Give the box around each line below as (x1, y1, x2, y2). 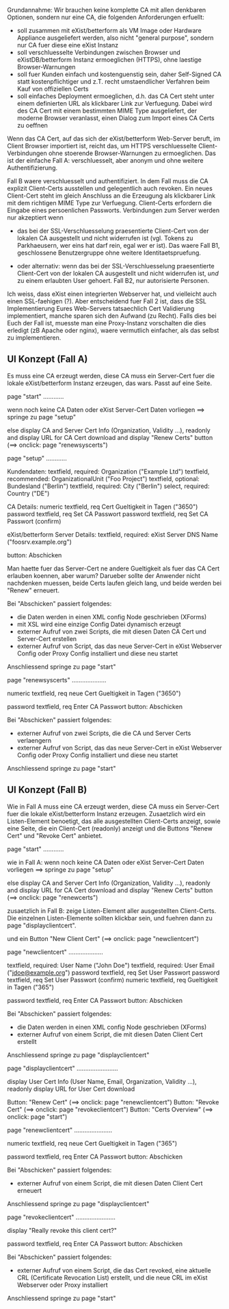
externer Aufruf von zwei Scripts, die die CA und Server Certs (16, 729, 191, 737)
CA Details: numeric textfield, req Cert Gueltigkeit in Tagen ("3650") (7, 502, 198, 511)
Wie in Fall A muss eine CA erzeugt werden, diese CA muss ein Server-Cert (7, 802, 219, 811)
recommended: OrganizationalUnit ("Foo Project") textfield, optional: (7, 474, 200, 483)
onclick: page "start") (7, 1112, 68, 1121)
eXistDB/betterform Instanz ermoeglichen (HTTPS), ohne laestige (16, 56, 202, 64)
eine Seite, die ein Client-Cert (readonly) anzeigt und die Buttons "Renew (7, 824, 213, 833)
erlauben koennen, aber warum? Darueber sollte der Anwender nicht (7, 571, 200, 579)
